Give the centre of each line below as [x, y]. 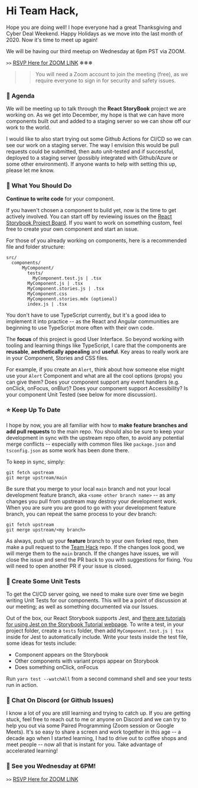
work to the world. [28, 128]
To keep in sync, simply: [35, 462]
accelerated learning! [32, 751]
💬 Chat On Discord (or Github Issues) [60, 701]
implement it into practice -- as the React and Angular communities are [92, 321]
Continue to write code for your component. [61, 199]
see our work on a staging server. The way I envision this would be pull [92, 145]
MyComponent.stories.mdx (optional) [72, 299]
